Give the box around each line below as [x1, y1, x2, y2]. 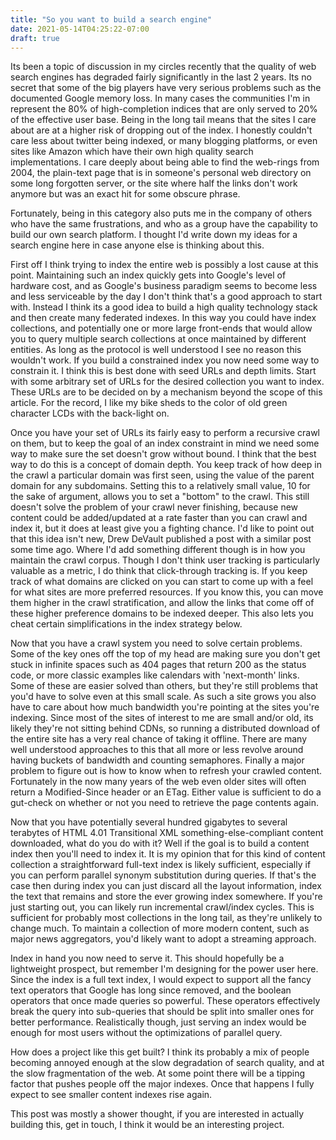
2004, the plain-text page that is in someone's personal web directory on [10, 167, 312, 179]
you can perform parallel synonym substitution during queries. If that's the [10, 869, 317, 881]
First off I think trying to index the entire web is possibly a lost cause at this [10, 259, 319, 271]
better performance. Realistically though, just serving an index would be [10, 1016, 307, 1028]
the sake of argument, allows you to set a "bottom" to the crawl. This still [10, 491, 310, 503]
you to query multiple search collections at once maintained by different [10, 333, 307, 345]
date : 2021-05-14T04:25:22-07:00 [10, 24, 150, 34]
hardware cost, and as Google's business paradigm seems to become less [10, 280, 318, 292]
